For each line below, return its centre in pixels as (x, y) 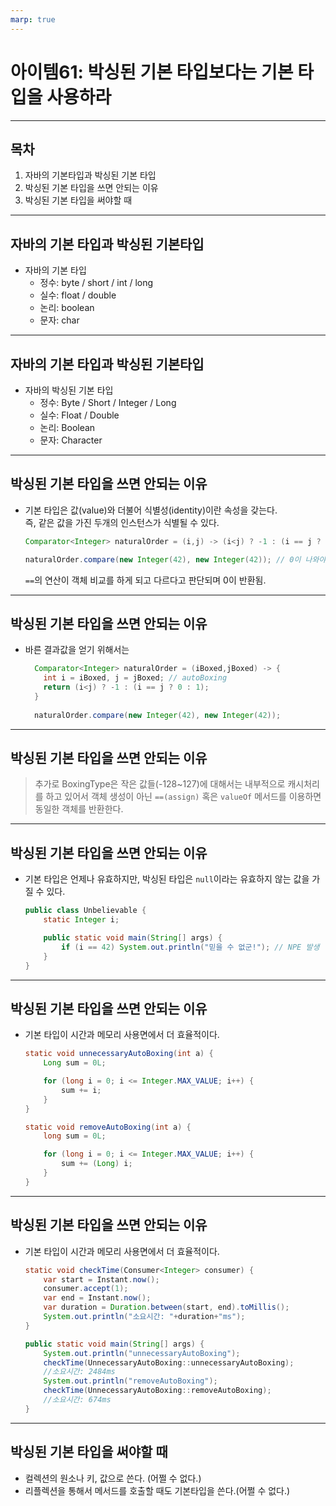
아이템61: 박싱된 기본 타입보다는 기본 (152, 72)
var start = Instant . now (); (101, 1279)
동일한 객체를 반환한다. (79, 809)
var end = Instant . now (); (97, 1298)
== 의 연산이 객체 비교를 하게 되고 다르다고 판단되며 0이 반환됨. (145, 580)
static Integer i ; (81, 920)
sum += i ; (81, 1090)
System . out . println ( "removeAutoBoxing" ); (130, 1381)
